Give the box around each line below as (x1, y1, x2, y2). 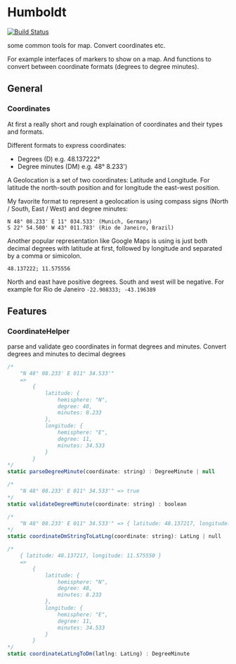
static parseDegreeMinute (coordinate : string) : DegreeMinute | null (7, 468, 216, 475)
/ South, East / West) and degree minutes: (7, 204, 129, 213)
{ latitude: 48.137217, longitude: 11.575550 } (20, 552, 162, 560)
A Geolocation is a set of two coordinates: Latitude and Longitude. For (7, 175, 210, 184)
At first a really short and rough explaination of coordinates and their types (7, 120, 223, 128)
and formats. (7, 127, 44, 136)
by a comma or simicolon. (7, 251, 82, 260)
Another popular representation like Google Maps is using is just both (7, 237, 208, 245)
